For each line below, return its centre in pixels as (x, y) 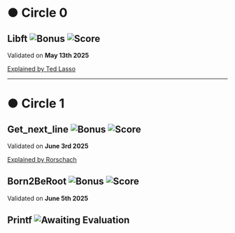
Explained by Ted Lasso (41, 69)
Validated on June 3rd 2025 (48, 146)
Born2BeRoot (37, 182)
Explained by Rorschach (42, 159)
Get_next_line (38, 129)
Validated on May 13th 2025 (48, 55)
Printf (20, 220)
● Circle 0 (37, 13)
